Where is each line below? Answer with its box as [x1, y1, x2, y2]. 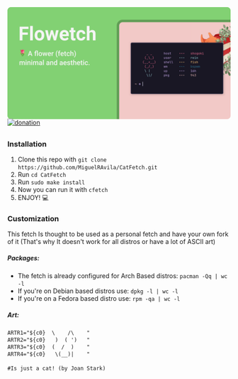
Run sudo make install [17, 178, 85, 186]
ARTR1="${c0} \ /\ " [7, 329, 91, 337]
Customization [7, 213, 59, 223]
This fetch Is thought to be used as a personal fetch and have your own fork [7, 230, 229, 238]
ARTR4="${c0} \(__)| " [7, 351, 91, 358]
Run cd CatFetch [17, 171, 67, 179]
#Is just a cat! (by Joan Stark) [7, 365, 106, 373]
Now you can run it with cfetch [17, 186, 108, 194]
